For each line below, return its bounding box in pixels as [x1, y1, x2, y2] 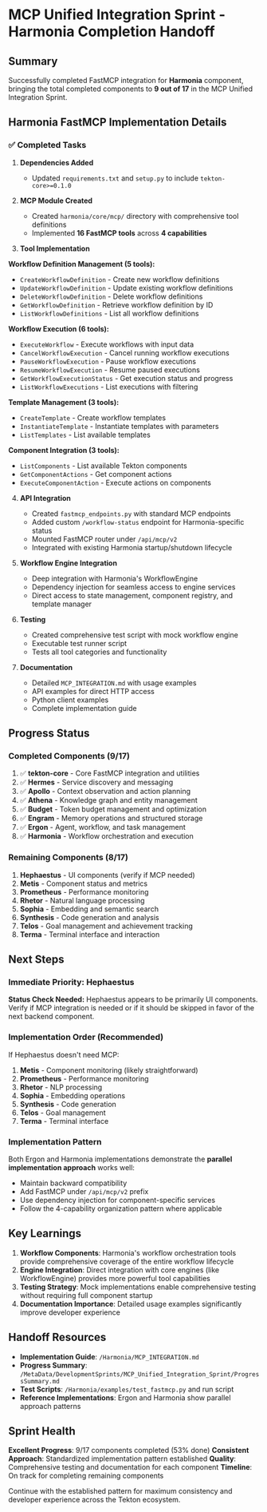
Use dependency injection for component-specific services [19, 1195, 216, 1204]
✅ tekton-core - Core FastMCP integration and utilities [19, 768, 200, 778]
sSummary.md [19, 1377, 60, 1385]
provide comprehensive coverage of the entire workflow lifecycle [19, 1256, 234, 1266]
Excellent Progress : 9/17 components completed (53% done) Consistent [8, 1446, 249, 1455]
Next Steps [8, 953, 65, 966]
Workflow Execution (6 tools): [8, 323, 110, 333]
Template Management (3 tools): [8, 397, 120, 407]
